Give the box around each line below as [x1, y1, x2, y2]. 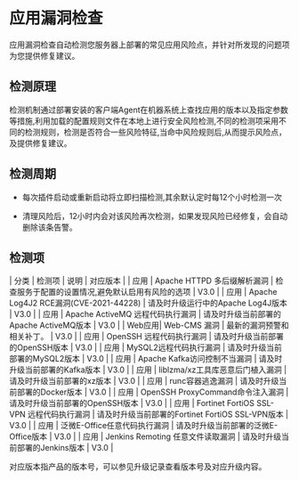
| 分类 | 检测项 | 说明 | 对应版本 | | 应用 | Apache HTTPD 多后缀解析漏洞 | [9, 275, 274, 286]
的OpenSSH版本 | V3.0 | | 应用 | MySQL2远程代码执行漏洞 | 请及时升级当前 [9, 342, 283, 353]
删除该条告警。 [21, 222, 77, 232]
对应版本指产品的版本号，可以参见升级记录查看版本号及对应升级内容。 [9, 461, 267, 472]
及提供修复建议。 [9, 137, 72, 148]
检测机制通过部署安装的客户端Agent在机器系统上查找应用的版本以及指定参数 [9, 104, 289, 115]
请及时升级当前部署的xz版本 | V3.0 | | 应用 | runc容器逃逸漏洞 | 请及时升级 [9, 376, 279, 386]
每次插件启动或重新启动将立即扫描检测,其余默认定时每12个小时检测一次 [21, 191, 283, 202]
